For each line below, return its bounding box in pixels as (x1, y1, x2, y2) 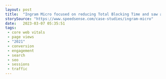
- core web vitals (7, 30, 45, 35)
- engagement (7, 48, 35, 53)
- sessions (7, 62, 30, 67)
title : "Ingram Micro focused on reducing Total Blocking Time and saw (5, 12, 158, 17)
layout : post (5, 7, 32, 12)
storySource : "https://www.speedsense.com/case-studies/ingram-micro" (5, 16, 154, 21)
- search (7, 53, 26, 58)
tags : (5, 26, 16, 30)
